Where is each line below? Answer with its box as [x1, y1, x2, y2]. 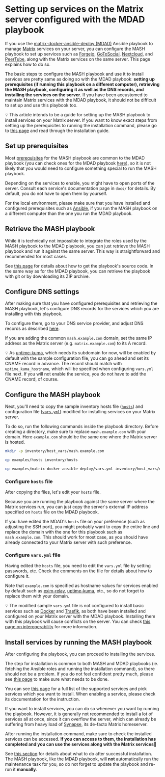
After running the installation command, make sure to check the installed [5, 731, 152, 737]
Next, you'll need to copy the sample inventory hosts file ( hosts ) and [5, 403, 143, 409]
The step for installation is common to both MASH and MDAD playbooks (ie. [5, 661, 159, 667]
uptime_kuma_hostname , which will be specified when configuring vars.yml [5, 366, 154, 372]
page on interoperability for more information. [5, 624, 98, 630]
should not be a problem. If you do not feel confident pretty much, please [5, 671, 154, 677]
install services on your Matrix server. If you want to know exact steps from [5, 117, 157, 123]
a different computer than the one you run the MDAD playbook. [5, 210, 133, 216]
